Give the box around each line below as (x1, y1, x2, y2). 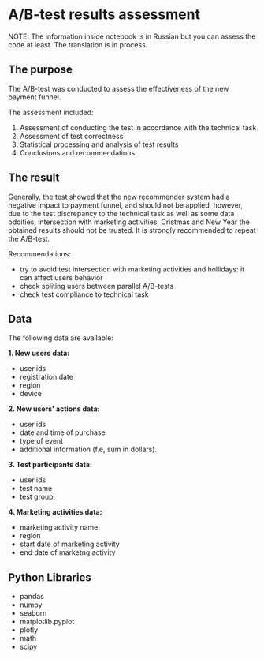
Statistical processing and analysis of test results (19, 140, 179, 149)
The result (8, 171, 60, 185)
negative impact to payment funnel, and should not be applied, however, (8, 200, 243, 210)
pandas (19, 592, 45, 601)
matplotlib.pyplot (19, 617, 75, 627)
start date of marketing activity (19, 539, 120, 549)
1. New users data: (8, 349, 70, 358)
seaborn (19, 608, 47, 618)
